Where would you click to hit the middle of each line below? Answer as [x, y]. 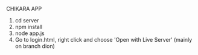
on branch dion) [35, 46]
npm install [29, 27]
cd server [27, 20]
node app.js [30, 33]
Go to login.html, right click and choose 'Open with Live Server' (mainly [104, 40]
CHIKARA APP [24, 9]
